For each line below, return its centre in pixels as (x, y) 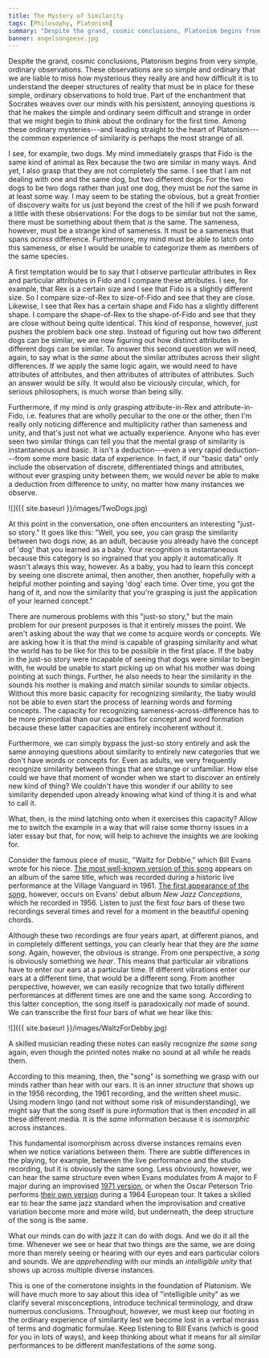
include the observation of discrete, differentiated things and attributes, (126, 467)
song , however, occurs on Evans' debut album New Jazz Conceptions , (125, 894)
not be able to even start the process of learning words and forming (120, 702)
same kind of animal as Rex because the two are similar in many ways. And (132, 163)
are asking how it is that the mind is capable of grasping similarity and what (133, 642)
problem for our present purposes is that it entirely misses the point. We (127, 625)
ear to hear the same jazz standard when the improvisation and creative (127, 1203)
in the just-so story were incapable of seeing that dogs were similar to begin (134, 659)
